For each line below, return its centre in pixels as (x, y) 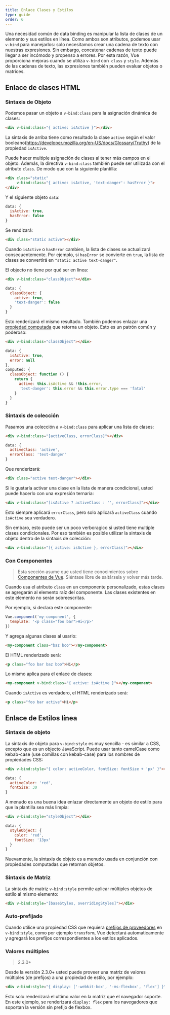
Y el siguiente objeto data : (32, 197)
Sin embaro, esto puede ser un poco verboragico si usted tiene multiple (80, 528)
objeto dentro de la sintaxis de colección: (48, 538)
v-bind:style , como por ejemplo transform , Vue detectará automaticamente (85, 933)
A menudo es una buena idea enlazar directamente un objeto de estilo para (84, 802)
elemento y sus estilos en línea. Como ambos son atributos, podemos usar (83, 39)
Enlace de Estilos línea (41, 718)
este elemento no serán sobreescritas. (45, 598)
